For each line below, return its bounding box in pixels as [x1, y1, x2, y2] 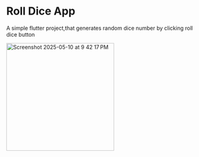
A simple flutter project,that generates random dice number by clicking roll [6, 24, 193, 32]
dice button [6, 30, 35, 38]
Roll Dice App [6, 4, 75, 18]
